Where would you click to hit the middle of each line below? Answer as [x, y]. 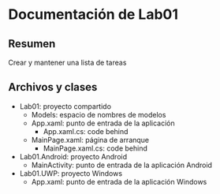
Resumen [32, 44]
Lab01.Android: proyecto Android [73, 156]
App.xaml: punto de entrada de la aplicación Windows [119, 181]
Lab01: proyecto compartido [65, 106]
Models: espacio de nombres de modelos [99, 114]
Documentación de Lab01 [93, 15]
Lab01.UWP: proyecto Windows [71, 173]
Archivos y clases [53, 87]
